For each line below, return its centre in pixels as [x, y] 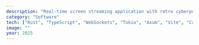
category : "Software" [33, 17]
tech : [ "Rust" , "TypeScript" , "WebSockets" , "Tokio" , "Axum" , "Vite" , [95, 22]
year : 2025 [20, 33]
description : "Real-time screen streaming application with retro [90, 11]
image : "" [18, 28]
